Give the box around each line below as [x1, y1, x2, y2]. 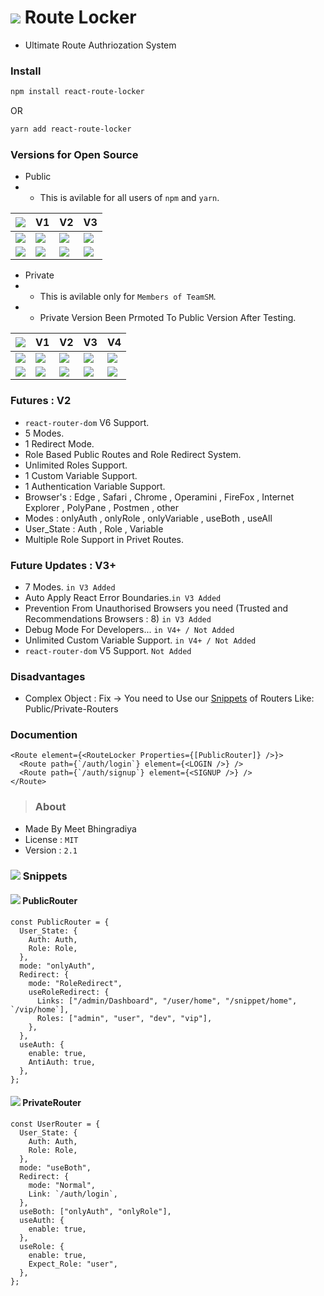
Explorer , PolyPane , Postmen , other [24, 501, 179, 513]
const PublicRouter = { [10, 917, 110, 927]
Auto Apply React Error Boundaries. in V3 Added [24, 591, 222, 603]
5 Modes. [24, 427, 65, 439]
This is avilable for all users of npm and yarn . [39, 192, 220, 204]
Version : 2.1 [24, 844, 78, 856]
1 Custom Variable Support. [24, 469, 138, 481]
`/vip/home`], [10, 1004, 70, 1015]
